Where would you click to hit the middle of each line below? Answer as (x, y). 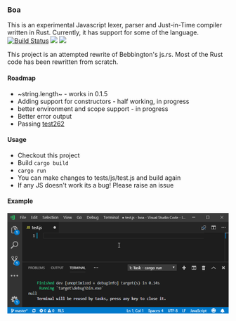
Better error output (45, 116)
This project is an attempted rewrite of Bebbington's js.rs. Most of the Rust (115, 55)
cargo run (32, 171)
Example (20, 201)
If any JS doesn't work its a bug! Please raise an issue (96, 185)
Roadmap (22, 78)
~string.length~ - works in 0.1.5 (63, 93)
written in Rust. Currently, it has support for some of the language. (103, 32)
